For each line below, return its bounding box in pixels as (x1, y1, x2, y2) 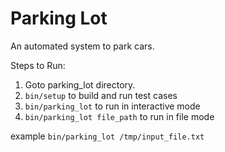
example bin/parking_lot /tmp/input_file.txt (10, 130, 205, 142)
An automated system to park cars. (10, 40, 155, 52)
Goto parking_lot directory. (24, 78, 136, 91)
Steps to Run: (10, 59, 66, 71)
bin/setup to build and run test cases (24, 89, 178, 101)
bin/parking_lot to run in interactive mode (24, 100, 201, 112)
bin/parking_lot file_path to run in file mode (24, 110, 215, 122)
